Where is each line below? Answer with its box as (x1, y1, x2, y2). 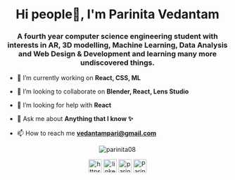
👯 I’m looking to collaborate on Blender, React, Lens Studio (16, 87, 189, 96)
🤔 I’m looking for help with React (16, 101, 112, 110)
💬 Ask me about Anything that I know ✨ (16, 115, 134, 123)
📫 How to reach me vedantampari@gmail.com (16, 129, 157, 138)
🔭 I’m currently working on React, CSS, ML (16, 74, 141, 82)
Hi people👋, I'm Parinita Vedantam (15, 6, 220, 22)
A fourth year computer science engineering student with (16, 32, 219, 41)
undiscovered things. (80, 58, 155, 67)
